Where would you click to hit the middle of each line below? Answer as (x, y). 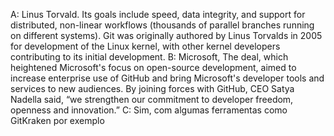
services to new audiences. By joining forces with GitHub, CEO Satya (152, 88)
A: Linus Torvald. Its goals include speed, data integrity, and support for (158, 14)
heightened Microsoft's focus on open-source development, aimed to (153, 67)
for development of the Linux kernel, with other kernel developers (145, 46)
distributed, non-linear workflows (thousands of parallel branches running (162, 25)
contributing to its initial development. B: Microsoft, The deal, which (149, 57)
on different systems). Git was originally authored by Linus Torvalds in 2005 (166, 35)
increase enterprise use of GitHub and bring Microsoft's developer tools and (167, 78)
